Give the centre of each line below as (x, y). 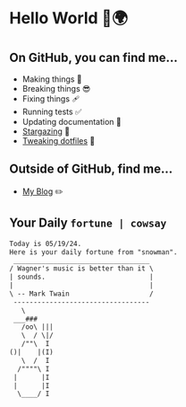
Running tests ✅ (52, 111)
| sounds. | (81, 277)
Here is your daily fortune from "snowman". (93, 252)
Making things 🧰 (52, 79)
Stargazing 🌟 (46, 131)
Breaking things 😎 (56, 88)
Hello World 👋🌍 (68, 18)
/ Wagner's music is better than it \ (81, 269)
